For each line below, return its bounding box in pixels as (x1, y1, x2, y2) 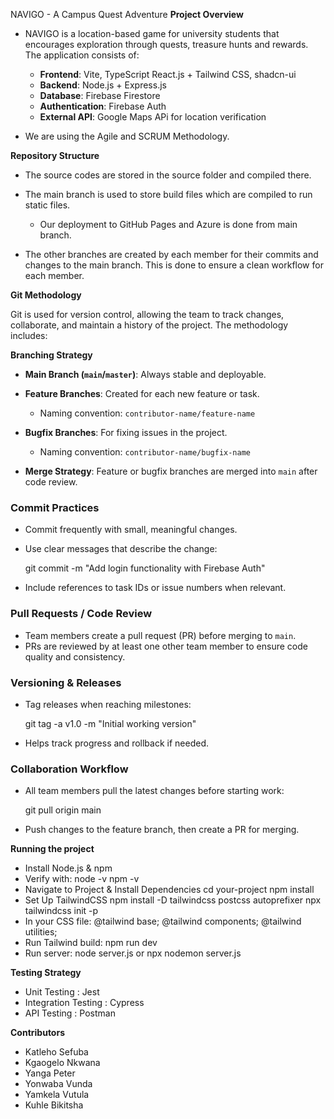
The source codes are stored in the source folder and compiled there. (24, 169, 312, 181)
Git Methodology (10, 289, 82, 301)
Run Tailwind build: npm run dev (24, 937, 158, 949)
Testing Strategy (10, 967, 82, 979)
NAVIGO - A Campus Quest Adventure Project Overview (10, 9, 244, 20)
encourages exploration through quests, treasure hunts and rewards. (24, 39, 309, 50)
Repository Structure (10, 150, 100, 161)
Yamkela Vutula (24, 1089, 90, 1101)
